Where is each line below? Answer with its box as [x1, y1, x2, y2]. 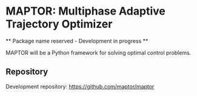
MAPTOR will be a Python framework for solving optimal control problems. [5, 49, 192, 56]
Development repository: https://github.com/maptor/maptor [5, 83, 155, 90]
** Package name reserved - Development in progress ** [5, 37, 149, 44]
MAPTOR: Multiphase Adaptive [5, 4, 166, 18]
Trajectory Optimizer [5, 17, 113, 31]
